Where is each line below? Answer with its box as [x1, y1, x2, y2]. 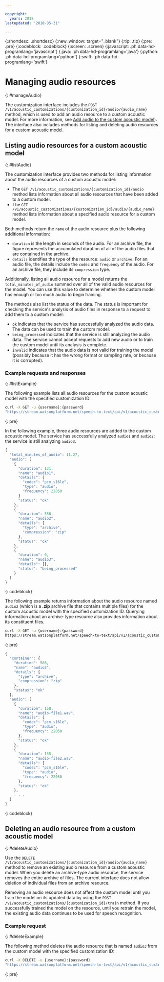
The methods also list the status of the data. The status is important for [5, 301, 148, 307]
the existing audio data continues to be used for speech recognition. [5, 910, 143, 916]
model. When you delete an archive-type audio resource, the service [5, 869, 143, 875]
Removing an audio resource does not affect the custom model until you [5, 889, 150, 895]
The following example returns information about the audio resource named [5, 598, 157, 604]
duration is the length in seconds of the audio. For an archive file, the [12, 240, 152, 246]
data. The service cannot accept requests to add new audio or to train [12, 336, 153, 343]
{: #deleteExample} [5, 934, 44, 939]
